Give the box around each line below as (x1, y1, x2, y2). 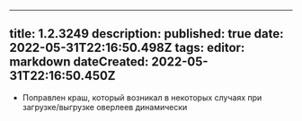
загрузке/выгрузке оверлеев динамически (22, 101, 188, 112)
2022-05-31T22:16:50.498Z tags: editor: (9, 40, 245, 56)
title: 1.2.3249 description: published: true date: (9, 26, 284, 41)
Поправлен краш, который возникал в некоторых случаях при (22, 91, 262, 103)
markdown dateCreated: (9, 55, 149, 70)
